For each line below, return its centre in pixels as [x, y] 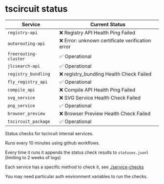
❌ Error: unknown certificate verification [105, 40]
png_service [21, 105]
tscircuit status [36, 9]
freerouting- [23, 54]
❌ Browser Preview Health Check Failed [105, 113]
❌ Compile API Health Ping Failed [97, 90]
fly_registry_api [28, 82]
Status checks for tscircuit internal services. [49, 133]
